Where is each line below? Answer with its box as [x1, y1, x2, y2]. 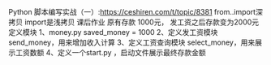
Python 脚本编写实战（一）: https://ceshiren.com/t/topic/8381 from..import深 [8, 7, 264, 16]
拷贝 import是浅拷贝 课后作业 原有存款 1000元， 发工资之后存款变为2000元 [8, 17, 260, 27]
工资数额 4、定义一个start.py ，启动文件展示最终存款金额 [15, 48, 207, 57]
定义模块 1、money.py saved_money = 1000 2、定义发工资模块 [8, 28, 218, 37]
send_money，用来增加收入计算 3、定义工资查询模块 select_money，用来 [8, 37, 256, 47]
